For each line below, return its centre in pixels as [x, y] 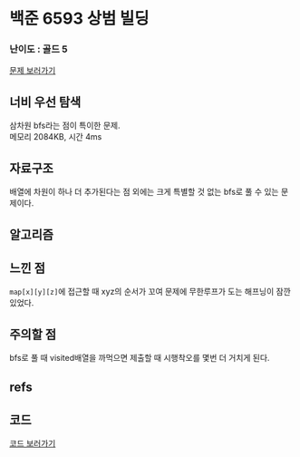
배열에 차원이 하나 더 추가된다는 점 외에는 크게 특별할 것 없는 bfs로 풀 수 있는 [144, 192]
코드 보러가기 [33, 443]
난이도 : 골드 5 [39, 49]
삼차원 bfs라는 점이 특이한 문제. [65, 126]
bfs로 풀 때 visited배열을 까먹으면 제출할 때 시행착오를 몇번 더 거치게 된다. [140, 358]
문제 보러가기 [33, 71]
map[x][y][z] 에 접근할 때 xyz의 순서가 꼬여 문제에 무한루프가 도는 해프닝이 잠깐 [150, 292]
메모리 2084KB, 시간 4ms [56, 137]
